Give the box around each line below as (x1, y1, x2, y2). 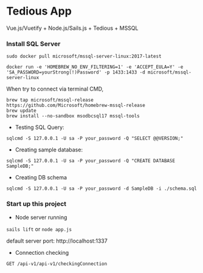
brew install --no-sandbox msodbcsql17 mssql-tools (6, 113, 140, 119)
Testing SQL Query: (15, 123, 65, 131)
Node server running (15, 213, 67, 221)
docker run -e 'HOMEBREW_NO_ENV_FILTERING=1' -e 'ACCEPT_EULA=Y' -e (6, 64, 184, 71)
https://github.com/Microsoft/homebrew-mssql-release (6, 102, 146, 109)
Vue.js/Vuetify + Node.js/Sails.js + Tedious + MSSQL (6, 24, 139, 32)
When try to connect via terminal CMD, (6, 85, 104, 92)
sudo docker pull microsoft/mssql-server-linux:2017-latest (6, 54, 162, 60)
